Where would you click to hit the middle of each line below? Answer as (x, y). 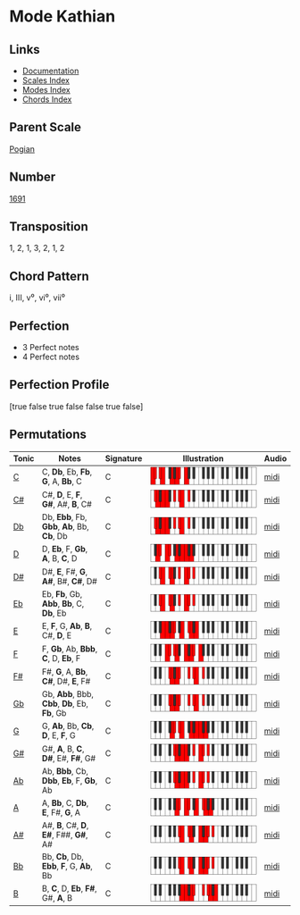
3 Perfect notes (51, 348)
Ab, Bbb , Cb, (65, 771)
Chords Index (47, 99)
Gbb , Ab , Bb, (65, 527)
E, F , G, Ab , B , (67, 626)
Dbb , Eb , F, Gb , (70, 780)
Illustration (203, 458)
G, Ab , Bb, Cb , (68, 726)
